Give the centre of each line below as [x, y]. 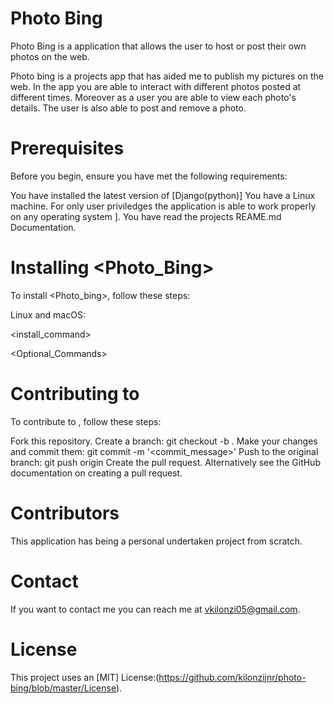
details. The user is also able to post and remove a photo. [128, 108]
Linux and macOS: [48, 314]
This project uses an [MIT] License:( [85, 677]
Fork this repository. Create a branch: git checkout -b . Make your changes [164, 441]
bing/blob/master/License [63, 688]
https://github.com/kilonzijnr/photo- [232, 677]
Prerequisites [67, 148]
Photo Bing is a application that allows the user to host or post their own [158, 46]
